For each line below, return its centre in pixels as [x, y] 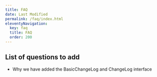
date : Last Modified [27, 14]
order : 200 [21, 38]
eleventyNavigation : [27, 23]
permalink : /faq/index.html [34, 19]
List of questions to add [42, 57]
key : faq [19, 28]
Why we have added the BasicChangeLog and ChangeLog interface [82, 69]
